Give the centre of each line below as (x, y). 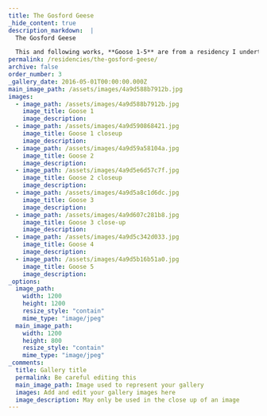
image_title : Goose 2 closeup (73, 178)
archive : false (33, 67)
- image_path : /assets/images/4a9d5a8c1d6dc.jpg (97, 192)
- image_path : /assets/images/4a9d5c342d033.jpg (97, 237)
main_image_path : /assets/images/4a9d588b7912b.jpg (95, 89)
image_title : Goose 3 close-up (74, 222)
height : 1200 (44, 304)
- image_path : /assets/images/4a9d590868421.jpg (97, 126)
